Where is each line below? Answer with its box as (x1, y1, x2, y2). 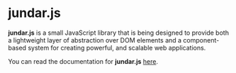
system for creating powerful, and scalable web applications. (28, 43, 206, 52)
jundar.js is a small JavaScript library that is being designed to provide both (8, 28, 230, 37)
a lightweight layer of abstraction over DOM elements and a (8, 35, 182, 44)
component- (183, 35, 220, 44)
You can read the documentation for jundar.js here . (8, 57, 159, 65)
